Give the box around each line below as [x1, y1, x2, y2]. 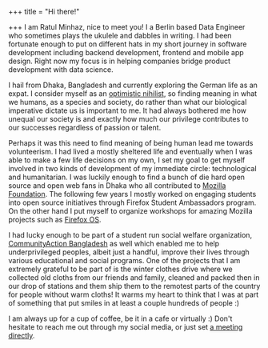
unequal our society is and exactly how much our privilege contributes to [8, 114, 250, 123]
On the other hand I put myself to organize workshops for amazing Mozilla [8, 206, 254, 215]
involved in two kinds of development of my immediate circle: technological [8, 164, 258, 173]
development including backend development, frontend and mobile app [8, 48, 244, 57]
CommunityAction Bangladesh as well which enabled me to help [8, 239, 220, 248]
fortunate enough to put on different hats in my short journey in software [8, 39, 247, 49]
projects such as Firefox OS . [8, 215, 102, 224]
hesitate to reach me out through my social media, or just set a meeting [8, 322, 243, 331]
